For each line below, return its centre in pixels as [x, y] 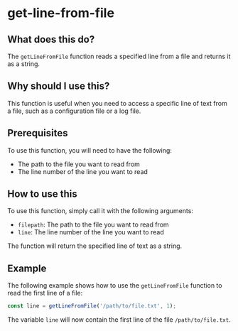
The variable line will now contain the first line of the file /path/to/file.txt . [119, 320]
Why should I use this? [59, 86]
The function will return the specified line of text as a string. [95, 246]
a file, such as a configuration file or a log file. [74, 111]
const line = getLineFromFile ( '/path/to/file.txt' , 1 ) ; [92, 306]
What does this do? [51, 39]
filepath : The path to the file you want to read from [93, 224]
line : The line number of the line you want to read [91, 232]
